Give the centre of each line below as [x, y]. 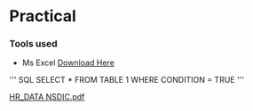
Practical [43, 16]
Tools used [33, 44]
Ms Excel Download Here [68, 63]
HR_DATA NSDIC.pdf [47, 97]
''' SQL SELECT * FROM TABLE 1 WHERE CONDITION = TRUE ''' [127, 80]
